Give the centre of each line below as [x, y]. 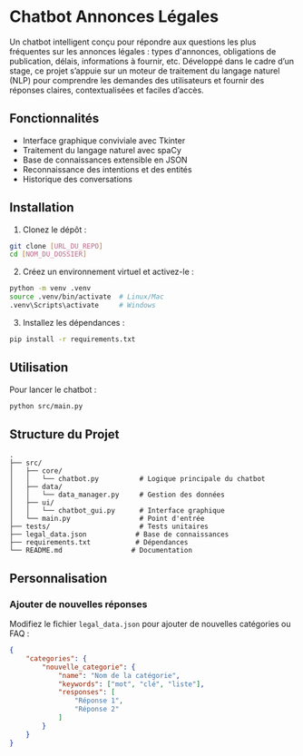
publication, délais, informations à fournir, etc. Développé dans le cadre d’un [152, 61]
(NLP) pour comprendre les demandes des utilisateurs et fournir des [137, 80]
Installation [42, 207]
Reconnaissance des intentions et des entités [107, 169]
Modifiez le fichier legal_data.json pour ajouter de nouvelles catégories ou [151, 624]
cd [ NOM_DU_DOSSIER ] [49, 255]
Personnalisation [59, 578]
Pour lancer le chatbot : [53, 389]
